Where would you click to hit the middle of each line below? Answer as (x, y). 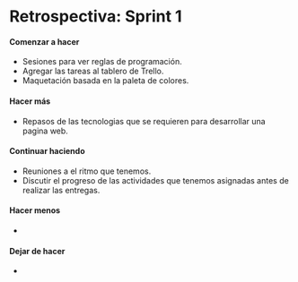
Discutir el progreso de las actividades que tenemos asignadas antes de (155, 180)
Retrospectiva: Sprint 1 (96, 17)
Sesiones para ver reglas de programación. (102, 62)
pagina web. (45, 131)
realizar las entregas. (61, 190)
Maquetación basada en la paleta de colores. (105, 81)
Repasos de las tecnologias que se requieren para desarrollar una (144, 121)
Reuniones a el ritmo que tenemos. (87, 171)
